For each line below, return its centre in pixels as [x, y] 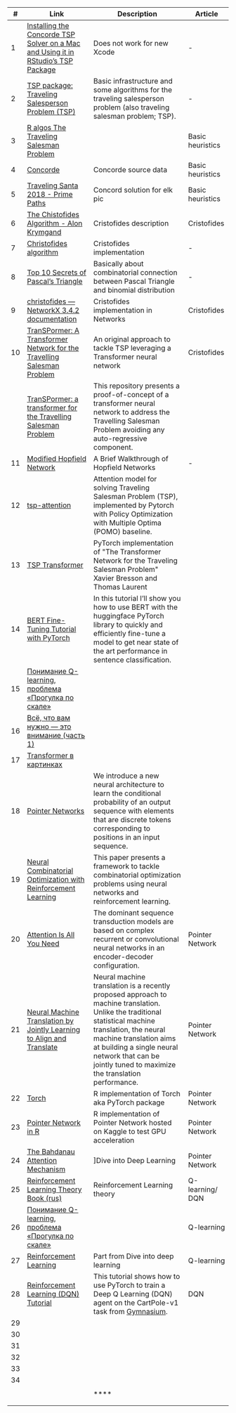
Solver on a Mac [54, 43]
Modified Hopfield [57, 458]
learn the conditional [127, 793]
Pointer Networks [56, 811]
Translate [42, 1047]
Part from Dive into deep [134, 1256]
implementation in [123, 310]
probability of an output [132, 802]
